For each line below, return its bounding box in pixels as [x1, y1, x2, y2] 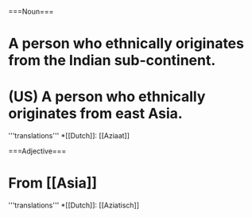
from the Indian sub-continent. [8, 52, 216, 70]
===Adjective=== [8, 146, 67, 156]
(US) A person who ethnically [8, 87, 206, 106]
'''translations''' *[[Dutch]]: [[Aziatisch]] [8, 200, 140, 210]
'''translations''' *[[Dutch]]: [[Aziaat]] [8, 131, 130, 141]
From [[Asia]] [8, 174, 98, 192]
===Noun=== [8, 7, 54, 16]
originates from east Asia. [8, 105, 183, 122]
